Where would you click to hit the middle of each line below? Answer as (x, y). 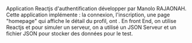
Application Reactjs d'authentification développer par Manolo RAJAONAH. (96, 9)
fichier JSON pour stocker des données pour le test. (69, 34)
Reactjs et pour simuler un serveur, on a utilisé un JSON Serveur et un (91, 27)
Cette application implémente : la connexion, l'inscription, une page (88, 15)
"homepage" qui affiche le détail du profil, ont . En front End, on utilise (91, 21)
